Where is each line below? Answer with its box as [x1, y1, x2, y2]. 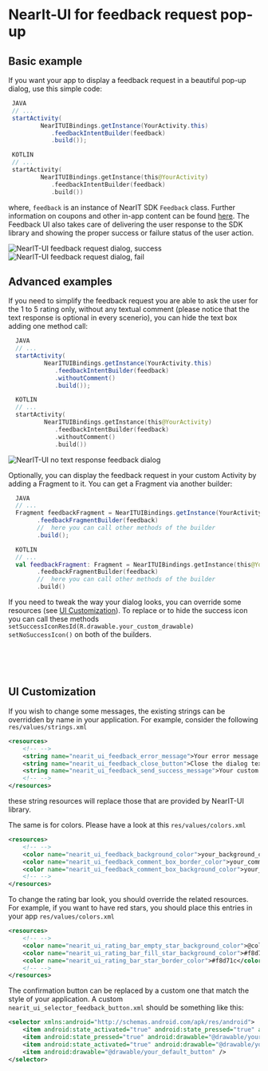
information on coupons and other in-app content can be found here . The [8, 211, 250, 220]
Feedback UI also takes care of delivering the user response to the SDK [8, 219, 243, 229]
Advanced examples [8, 275, 113, 288]
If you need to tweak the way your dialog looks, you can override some [8, 597, 242, 607]
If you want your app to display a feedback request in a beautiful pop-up [8, 76, 246, 85]
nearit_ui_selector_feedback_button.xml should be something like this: [8, 1003, 245, 1013]
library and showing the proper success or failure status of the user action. [8, 227, 254, 237]
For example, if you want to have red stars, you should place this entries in [8, 903, 253, 913]
